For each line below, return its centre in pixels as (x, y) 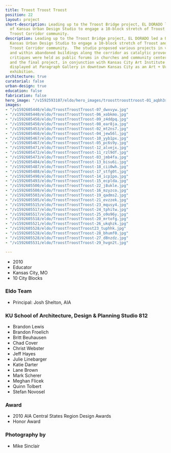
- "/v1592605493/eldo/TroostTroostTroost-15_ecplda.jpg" (67, 181)
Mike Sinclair (26, 446)
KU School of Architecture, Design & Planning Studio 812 (77, 316)
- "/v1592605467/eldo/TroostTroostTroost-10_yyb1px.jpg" (67, 138)
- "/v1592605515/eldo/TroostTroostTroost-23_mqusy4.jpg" (67, 205)
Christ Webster (28, 348)
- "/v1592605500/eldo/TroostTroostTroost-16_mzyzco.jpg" (67, 190)
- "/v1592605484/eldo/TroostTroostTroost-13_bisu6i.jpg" (67, 162)
